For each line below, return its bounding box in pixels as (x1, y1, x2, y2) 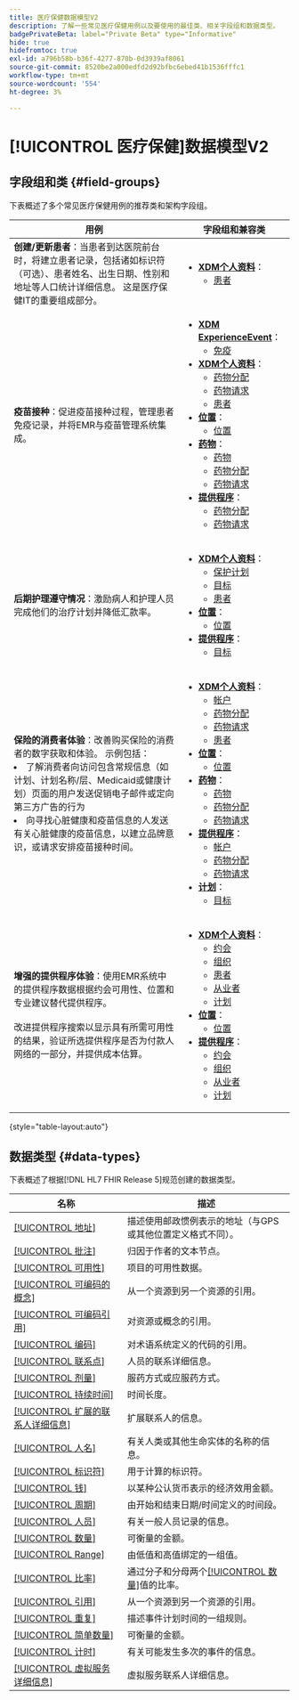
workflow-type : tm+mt (9, 71, 90, 80)
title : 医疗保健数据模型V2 (9, 12, 99, 22)
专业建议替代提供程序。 (13, 996, 113, 1009)
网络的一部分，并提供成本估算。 (13, 1047, 149, 1060)
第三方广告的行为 (13, 801, 86, 813)
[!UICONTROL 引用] (13, 1596, 96, 1608)
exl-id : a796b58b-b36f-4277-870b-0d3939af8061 (9, 54, 185, 63)
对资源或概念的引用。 (127, 1315, 217, 1328)
